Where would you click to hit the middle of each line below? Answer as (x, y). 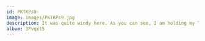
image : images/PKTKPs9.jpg (41, 17)
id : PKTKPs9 (21, 12)
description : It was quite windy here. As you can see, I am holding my (101, 23)
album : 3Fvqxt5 (26, 29)
